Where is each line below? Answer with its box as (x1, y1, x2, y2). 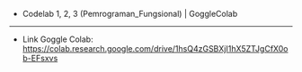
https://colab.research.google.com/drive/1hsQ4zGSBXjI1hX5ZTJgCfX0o (22, 44, 289, 53)
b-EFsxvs (22, 53, 58, 63)
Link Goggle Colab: (22, 34, 93, 44)
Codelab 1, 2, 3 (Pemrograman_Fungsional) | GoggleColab (22, 9, 238, 19)
